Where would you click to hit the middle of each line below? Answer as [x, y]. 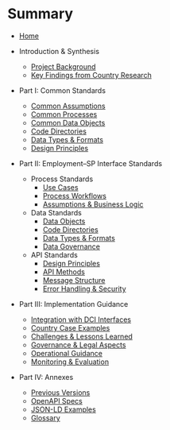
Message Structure [74, 280]
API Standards [54, 254]
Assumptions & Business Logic [93, 204]
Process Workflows [74, 196]
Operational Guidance [66, 353]
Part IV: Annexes [46, 377]
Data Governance [71, 246]
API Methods [64, 272]
